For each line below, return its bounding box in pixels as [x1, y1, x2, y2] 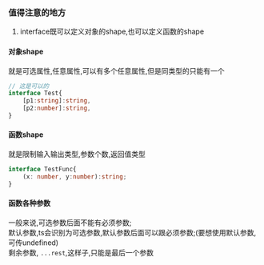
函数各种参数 [8, 199, 50, 208]
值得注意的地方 [8, 6, 66, 18]
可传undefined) [8, 238, 58, 247]
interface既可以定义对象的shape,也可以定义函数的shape [19, 26, 205, 37]
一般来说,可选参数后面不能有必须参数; [8, 218, 132, 227]
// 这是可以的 [8, 82, 50, 90]
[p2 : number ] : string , [22, 104, 91, 113]
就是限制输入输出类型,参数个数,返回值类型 [8, 150, 146, 159]
